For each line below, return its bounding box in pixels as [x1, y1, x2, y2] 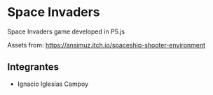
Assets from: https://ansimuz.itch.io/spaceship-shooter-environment [7, 41, 205, 49]
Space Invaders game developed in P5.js [7, 27, 125, 36]
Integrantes [7, 61, 60, 73]
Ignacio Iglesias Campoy [17, 80, 89, 88]
